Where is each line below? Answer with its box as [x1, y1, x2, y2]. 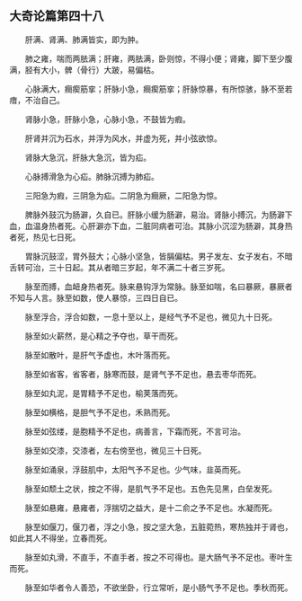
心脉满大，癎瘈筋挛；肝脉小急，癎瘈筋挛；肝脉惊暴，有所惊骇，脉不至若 [25, 84, 293, 94]
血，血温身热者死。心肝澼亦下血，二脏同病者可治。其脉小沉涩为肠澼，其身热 [9, 220, 293, 231]
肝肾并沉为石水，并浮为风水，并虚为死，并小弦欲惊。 [25, 133, 222, 144]
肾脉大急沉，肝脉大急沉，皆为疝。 [25, 152, 151, 163]
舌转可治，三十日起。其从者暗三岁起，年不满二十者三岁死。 [9, 261, 230, 272]
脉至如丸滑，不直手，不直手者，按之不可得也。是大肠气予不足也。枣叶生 [25, 552, 293, 562]
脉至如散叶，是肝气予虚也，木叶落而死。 [25, 349, 175, 360]
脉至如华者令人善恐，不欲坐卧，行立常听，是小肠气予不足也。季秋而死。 [25, 582, 293, 593]
